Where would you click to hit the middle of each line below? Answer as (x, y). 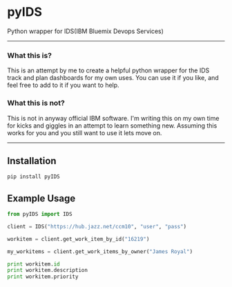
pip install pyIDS (33, 177)
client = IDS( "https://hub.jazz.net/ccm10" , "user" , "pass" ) (97, 226)
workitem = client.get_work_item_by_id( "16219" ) (78, 239)
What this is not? (36, 103)
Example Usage (41, 198)
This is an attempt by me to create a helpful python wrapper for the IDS (108, 70)
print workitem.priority (43, 277)
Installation (32, 160)
